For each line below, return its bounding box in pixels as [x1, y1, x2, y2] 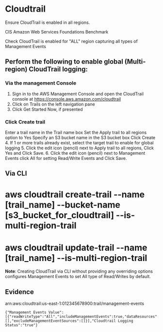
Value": [48, 310, 64, 315]
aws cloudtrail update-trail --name [5, 242, 147, 253]
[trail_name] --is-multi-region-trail [5, 252, 147, 263]
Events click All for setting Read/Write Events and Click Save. [5, 155, 127, 161]
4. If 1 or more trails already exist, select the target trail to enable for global [5, 140, 154, 145]
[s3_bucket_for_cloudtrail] [5, 210, 114, 221]
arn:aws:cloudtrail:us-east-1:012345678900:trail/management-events [5, 300, 145, 307]
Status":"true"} [5, 323, 38, 328]
